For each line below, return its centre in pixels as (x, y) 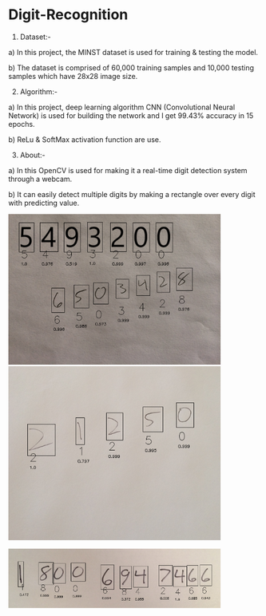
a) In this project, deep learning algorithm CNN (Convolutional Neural (122, 107)
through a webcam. (40, 179)
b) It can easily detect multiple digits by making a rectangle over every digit (132, 194)
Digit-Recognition (68, 15)
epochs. (22, 124)
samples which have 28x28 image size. (73, 76)
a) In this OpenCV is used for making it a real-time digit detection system (128, 170)
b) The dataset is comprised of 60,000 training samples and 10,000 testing (131, 67)
